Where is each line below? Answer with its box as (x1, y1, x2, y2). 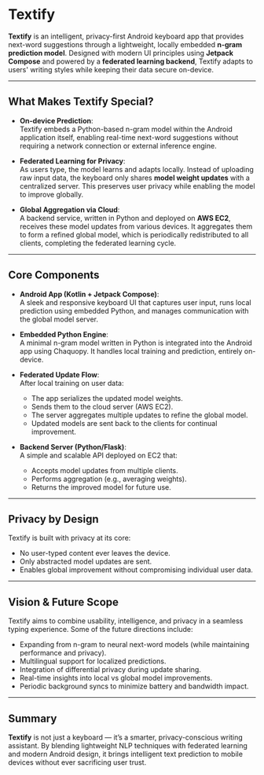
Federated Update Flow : (19, 369, 100, 379)
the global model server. (19, 314, 98, 324)
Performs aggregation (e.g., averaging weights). (31, 474, 187, 483)
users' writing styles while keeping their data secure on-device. (8, 64, 214, 74)
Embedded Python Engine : (19, 329, 108, 339)
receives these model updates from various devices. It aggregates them (19, 222, 253, 231)
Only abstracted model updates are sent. (19, 556, 152, 567)
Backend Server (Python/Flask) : (19, 442, 127, 451)
